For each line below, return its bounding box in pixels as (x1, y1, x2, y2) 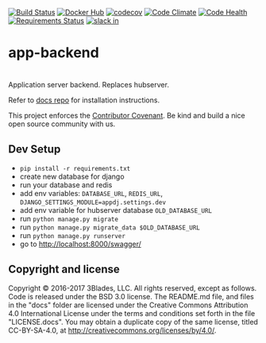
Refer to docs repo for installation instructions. (8, 95, 160, 105)
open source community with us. (8, 119, 116, 129)
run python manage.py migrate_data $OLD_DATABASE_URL (19, 222, 201, 232)
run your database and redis (19, 180, 113, 190)
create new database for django (19, 171, 125, 182)
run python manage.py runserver (19, 231, 125, 241)
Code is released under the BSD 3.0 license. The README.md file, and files (8, 292, 254, 301)
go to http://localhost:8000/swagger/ (19, 239, 141, 249)
